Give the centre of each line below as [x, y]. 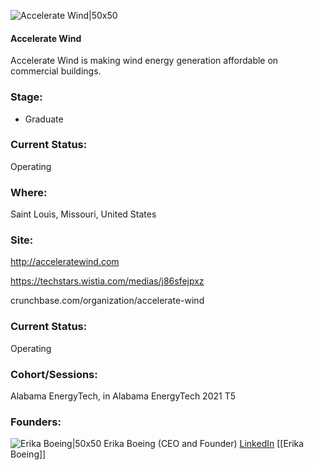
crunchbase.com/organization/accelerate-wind [107, 301]
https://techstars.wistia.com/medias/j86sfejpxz [107, 281]
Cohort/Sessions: [54, 374]
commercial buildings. [56, 71]
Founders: [36, 422]
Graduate [44, 119]
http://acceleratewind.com [65, 262]
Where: [29, 192]
